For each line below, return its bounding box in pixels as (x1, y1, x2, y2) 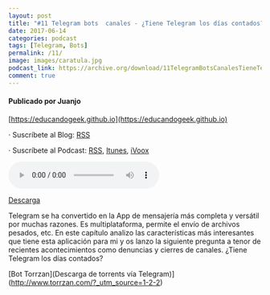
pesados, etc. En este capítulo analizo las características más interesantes (8, 227, 255, 237)
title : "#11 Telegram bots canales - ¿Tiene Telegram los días (8, 19, 228, 27)
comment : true (8, 72, 56, 80)
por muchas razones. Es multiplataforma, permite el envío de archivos (8, 219, 240, 229)
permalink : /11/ (8, 49, 63, 57)
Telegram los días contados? (8, 253, 104, 263)
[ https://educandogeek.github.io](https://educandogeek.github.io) (8, 114, 227, 124)
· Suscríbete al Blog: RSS (8, 129, 91, 139)
